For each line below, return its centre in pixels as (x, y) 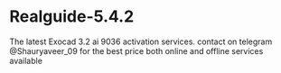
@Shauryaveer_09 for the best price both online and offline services (136, 50)
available (26, 60)
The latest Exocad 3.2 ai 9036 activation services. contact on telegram (141, 41)
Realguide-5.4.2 (72, 17)
